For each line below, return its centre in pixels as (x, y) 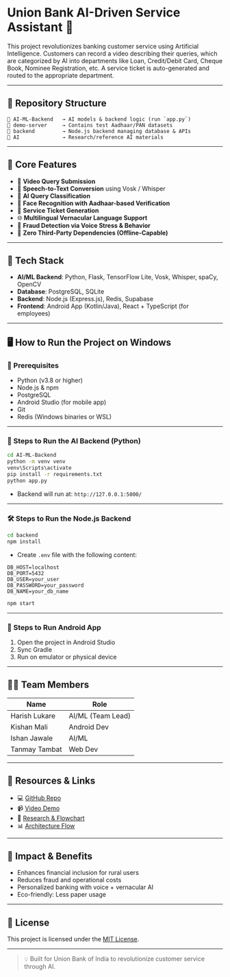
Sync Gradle (35, 649)
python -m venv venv (37, 462)
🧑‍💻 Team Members (48, 685)
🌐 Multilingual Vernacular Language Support (82, 217)
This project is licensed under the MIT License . (73, 939)
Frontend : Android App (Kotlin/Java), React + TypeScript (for (103, 306)
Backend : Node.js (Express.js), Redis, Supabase (85, 299)
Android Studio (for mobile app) (62, 402)
